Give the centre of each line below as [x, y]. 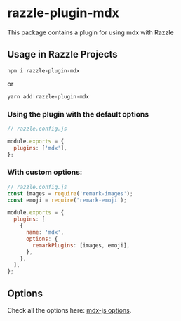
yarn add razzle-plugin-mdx [48, 96]
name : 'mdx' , [45, 232]
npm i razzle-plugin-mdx [43, 71]
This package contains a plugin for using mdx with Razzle [90, 32]
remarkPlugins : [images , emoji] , [81, 245]
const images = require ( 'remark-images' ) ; [70, 194]
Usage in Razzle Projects [62, 54]
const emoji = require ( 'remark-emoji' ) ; [67, 200]
